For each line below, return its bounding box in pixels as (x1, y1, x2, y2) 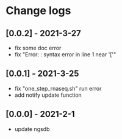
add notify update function (14, 91, 82, 99)
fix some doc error (14, 44, 62, 51)
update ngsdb (14, 125, 50, 132)
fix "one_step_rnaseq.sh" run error (14, 85, 102, 92)
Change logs (5, 4, 71, 18)
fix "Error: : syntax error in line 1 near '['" (14, 51, 117, 58)
